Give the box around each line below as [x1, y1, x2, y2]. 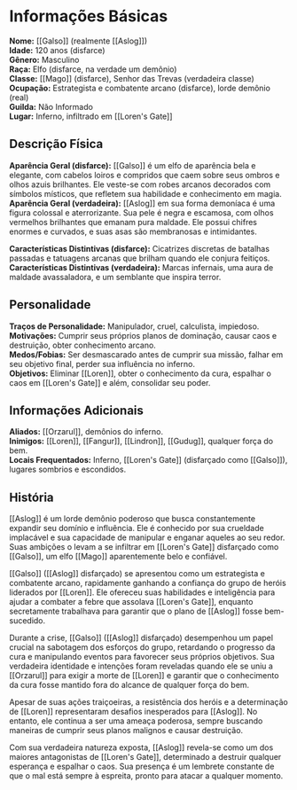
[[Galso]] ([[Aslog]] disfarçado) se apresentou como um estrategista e [9, 568, 266, 579]
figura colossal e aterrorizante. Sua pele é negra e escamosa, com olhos [9, 207, 274, 218]
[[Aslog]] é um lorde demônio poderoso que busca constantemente [9, 513, 255, 524]
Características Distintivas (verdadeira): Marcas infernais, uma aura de [9, 262, 274, 272]
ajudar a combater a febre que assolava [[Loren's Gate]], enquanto [9, 597, 254, 607]
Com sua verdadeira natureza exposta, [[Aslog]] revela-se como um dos [9, 742, 274, 753]
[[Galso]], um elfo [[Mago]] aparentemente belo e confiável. [9, 551, 228, 562]
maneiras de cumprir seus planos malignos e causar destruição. [9, 725, 244, 736]
